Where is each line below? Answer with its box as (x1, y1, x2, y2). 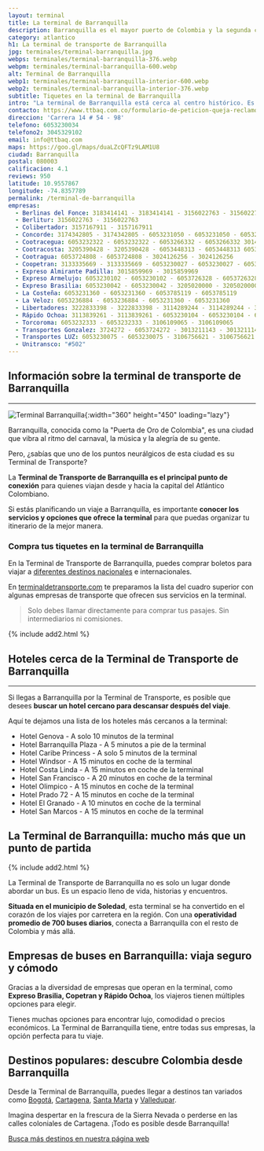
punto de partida (8, 842, 92, 855)
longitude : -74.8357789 (8, 186, 86, 195)
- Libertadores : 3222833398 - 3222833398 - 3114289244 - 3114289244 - (15, 303, 251, 311)
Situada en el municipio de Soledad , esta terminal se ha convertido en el (8, 901, 245, 910)
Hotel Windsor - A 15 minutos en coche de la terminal (19, 756, 192, 766)
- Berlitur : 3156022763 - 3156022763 (15, 216, 139, 224)
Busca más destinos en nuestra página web (8, 1134, 149, 1144)
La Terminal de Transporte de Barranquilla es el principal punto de (8, 473, 228, 482)
